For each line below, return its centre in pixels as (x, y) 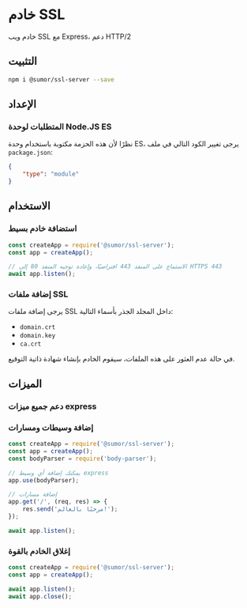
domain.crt (37, 327)
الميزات (25, 384)
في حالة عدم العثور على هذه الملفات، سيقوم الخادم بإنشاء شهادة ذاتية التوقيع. (122, 359)
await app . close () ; (40, 596)
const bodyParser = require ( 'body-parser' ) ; (82, 459)
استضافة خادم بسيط (43, 228)
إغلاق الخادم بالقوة (39, 551)
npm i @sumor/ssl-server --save (61, 79)
